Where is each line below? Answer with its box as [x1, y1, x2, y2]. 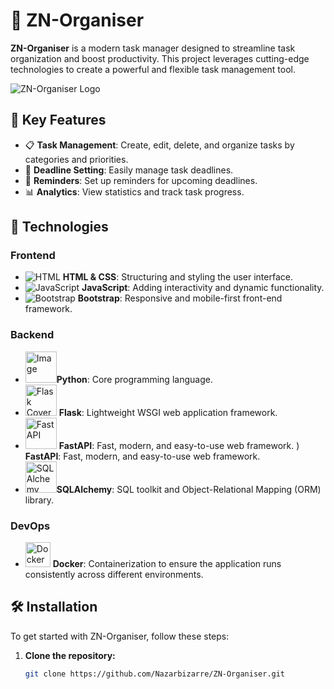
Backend [10, 328, 55, 342]
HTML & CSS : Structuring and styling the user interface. [62, 271, 293, 283]
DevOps [10, 519, 51, 533]
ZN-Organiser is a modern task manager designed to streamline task [10, 42, 296, 54]
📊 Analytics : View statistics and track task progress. [24, 185, 245, 198]
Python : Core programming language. [56, 373, 213, 385]
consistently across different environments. [24, 569, 204, 581]
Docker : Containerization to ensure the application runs [52, 558, 282, 570]
